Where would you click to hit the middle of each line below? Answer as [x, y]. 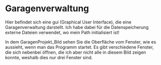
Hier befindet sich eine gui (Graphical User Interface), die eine [68, 22]
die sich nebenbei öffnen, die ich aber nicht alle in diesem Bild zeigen [76, 52]
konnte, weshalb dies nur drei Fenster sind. [49, 57]
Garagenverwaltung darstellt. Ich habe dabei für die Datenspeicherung [77, 27]
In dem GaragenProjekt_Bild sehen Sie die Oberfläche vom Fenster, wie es [81, 42]
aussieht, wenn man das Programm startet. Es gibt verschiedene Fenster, [80, 47]
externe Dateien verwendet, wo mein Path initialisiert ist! [62, 32]
